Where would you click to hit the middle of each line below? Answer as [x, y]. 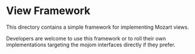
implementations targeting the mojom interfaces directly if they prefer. [91, 45]
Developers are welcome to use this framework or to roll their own [86, 38]
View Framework [48, 11]
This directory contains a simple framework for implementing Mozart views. [97, 27]
